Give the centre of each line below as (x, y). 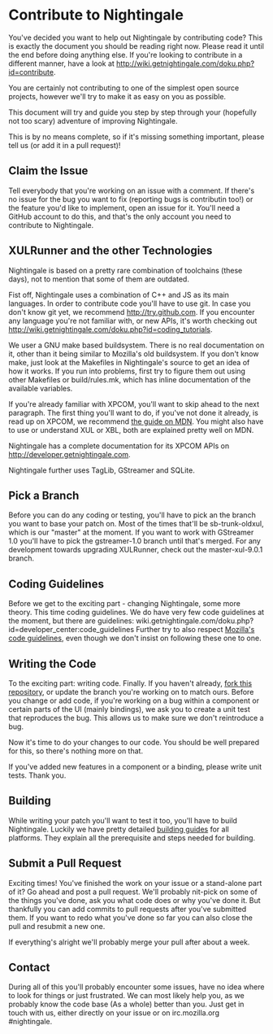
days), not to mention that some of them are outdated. (99, 279)
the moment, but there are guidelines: (71, 621)
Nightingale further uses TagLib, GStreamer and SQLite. (102, 470)
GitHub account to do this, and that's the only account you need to (120, 216)
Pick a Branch (44, 495)
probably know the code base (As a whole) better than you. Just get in (126, 1004)
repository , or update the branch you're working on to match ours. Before (131, 692)
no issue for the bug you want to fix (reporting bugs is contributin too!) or (131, 199)
